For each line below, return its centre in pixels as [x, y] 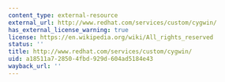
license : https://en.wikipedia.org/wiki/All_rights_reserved [111, 37]
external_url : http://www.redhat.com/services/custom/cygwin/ [112, 23]
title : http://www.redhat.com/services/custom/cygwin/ [100, 52]
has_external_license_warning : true [68, 30]
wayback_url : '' [35, 66]
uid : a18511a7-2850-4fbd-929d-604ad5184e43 [81, 59]
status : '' [26, 45]
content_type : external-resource [63, 15]
